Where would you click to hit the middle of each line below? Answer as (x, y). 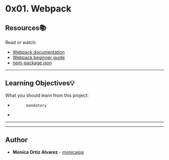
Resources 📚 (26, 28)
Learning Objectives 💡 (40, 83)
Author (16, 140)
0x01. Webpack (38, 9)
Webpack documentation (38, 52)
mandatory (36, 105)
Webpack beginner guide (39, 57)
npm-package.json (32, 63)
